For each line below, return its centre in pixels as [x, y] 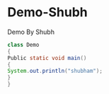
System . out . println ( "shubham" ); [55, 71]
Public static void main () [47, 58]
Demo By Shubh [31, 32]
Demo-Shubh [48, 12]
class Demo [23, 45]
